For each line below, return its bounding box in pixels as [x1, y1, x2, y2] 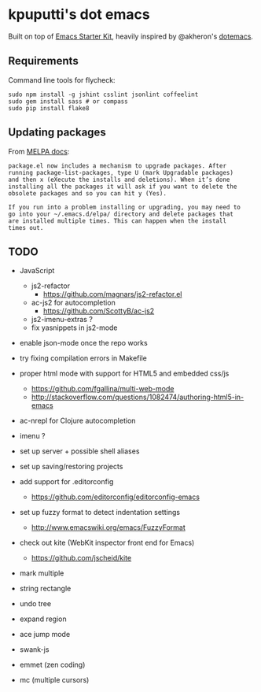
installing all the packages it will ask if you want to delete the [8, 183, 237, 191]
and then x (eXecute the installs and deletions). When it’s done [8, 176, 230, 183]
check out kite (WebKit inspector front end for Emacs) [19, 538, 195, 548]
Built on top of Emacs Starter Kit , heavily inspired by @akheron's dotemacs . [8, 31, 254, 41]
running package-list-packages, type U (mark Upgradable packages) [8, 168, 234, 176]
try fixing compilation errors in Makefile [19, 353, 147, 363]
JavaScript [19, 266, 55, 276]
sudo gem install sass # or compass [8, 97, 128, 105]
